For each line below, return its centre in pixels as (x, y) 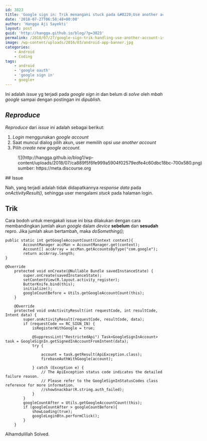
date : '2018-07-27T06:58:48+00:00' (42, 19)
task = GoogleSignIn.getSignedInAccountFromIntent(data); (67, 342)
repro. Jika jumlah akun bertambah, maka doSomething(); (65, 231)
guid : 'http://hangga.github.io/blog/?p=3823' (55, 33)
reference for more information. (40, 385)
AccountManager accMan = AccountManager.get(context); (82, 245)
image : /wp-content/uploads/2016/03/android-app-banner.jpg (69, 43)
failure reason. (22, 377)
